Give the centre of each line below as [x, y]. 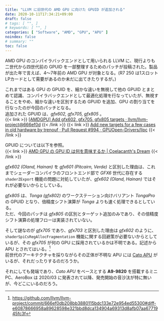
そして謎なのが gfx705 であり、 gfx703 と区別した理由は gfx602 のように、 [81, 230]
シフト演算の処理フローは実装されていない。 [50, 220]
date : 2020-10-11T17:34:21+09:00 [39, 14]
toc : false [16, 46]
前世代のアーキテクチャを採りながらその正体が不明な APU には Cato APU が [81, 255]
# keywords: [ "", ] [26, 28]
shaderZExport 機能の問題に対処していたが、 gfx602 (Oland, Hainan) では [79, 179]
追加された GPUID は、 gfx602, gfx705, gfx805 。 [55, 114]
